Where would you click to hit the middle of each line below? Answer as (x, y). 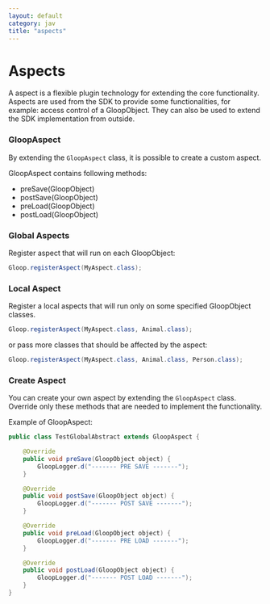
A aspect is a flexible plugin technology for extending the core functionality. (134, 93)
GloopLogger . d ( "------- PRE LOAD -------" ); (113, 541)
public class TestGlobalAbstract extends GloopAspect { (104, 437)
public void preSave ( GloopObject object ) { (97, 459)
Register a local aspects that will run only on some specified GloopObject (130, 306)
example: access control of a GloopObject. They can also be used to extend (134, 111)
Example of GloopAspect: (50, 422)
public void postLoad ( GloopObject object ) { (99, 570)
